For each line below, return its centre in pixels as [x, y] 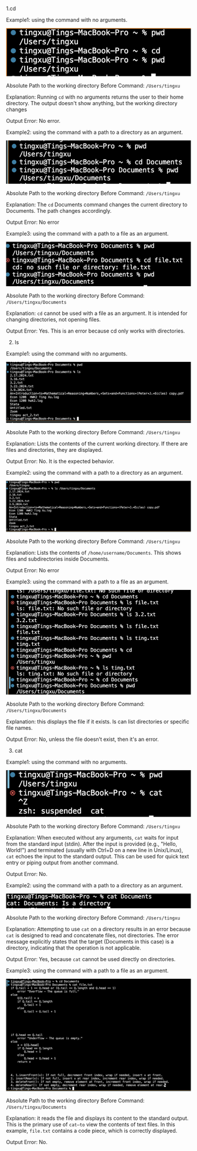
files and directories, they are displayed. [55, 450]
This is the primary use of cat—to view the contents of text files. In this [91, 1124]
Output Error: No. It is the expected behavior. [60, 461]
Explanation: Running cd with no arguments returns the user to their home [95, 97]
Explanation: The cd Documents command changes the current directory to [97, 204]
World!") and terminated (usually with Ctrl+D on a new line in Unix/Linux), [95, 850]
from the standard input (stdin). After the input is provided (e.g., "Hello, [92, 844]
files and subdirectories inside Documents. [58, 559]
